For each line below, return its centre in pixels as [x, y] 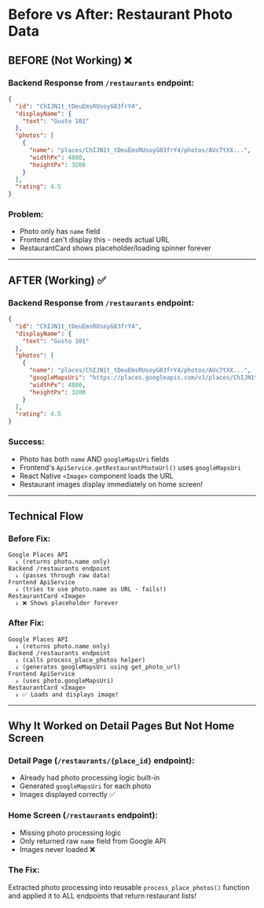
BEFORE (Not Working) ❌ [70, 60]
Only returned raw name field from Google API [93, 841]
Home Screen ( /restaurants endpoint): [83, 815]
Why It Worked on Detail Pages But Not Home [121, 726]
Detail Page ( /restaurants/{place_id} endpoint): [101, 760]
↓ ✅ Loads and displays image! [67, 695]
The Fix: [24, 870]
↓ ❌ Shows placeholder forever [67, 603]
